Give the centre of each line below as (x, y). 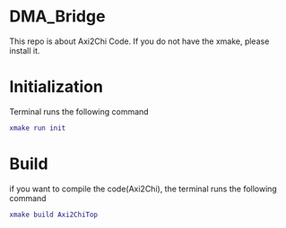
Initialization (56, 87)
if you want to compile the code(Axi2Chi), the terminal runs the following (143, 189)
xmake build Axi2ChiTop (54, 215)
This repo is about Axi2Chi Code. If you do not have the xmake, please (139, 41)
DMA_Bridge (57, 17)
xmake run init (38, 128)
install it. (25, 50)
